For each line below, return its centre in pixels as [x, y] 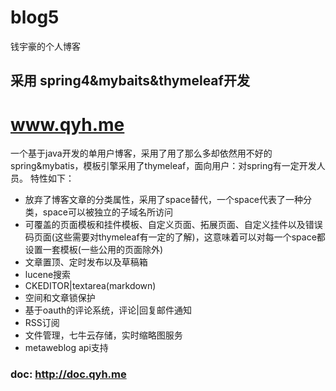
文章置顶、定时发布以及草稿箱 [86, 262]
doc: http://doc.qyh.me [68, 374]
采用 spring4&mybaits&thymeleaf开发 [130, 81]
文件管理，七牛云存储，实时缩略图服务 [103, 335]
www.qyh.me [67, 124]
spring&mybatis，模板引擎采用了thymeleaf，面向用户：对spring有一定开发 [163, 166]
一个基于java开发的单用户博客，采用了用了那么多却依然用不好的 [141, 153]
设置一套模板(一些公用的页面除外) [94, 250]
